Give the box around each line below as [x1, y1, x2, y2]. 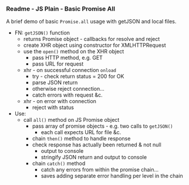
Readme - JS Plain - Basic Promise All [6, 5, 116, 13]
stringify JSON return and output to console [41, 154, 147, 161]
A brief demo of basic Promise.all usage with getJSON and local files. [6, 18, 177, 25]
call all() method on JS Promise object [23, 117, 120, 124]
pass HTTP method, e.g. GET [32, 54, 103, 61]
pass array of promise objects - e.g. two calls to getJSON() [32, 122, 173, 130]
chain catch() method [32, 160, 86, 167]
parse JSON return [32, 79, 78, 86]
